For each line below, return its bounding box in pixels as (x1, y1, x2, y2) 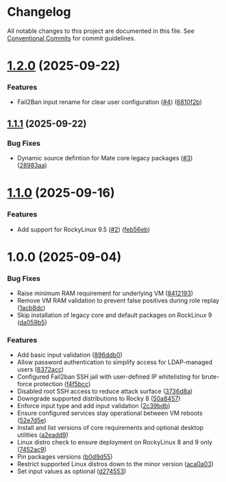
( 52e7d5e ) (16, 416, 47, 424)
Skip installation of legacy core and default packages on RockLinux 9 (16, 311, 212, 319)
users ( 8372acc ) (16, 366, 64, 374)
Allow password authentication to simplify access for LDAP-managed (16, 358, 213, 366)
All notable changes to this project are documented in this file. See (7, 27, 195, 35)
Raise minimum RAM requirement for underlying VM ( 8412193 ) (16, 289, 194, 298)
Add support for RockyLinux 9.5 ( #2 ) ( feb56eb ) (16, 225, 151, 233)
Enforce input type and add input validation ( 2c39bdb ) (16, 402, 171, 410)
